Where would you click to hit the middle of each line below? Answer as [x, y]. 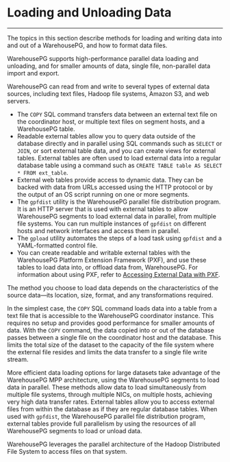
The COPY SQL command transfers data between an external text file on [117, 114]
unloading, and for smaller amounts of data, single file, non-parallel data [109, 66]
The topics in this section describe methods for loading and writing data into [115, 38]
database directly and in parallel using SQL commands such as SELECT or [119, 143]
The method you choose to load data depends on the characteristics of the [113, 288]
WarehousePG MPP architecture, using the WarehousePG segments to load [114, 380]
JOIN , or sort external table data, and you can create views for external [116, 150]
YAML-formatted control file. [57, 245]
